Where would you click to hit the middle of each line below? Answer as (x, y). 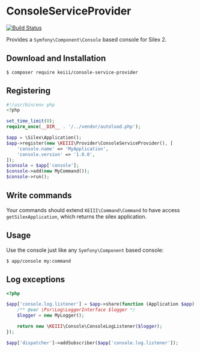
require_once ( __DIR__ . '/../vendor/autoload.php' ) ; (74, 127)
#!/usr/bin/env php (31, 105)
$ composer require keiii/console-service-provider (72, 72)
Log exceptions (36, 279)
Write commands (39, 196)
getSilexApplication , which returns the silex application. (77, 216)
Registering (29, 91)
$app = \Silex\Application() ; (44, 138)
